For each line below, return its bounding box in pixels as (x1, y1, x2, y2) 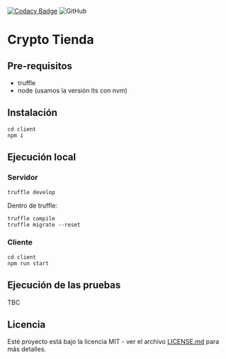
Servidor (7, 173, 38, 183)
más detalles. (7, 345, 47, 353)
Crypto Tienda (7, 32, 94, 48)
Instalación (7, 107, 58, 119)
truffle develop (7, 188, 55, 195)
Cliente (7, 237, 33, 247)
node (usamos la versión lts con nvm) (17, 86, 128, 95)
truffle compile (7, 215, 55, 222)
